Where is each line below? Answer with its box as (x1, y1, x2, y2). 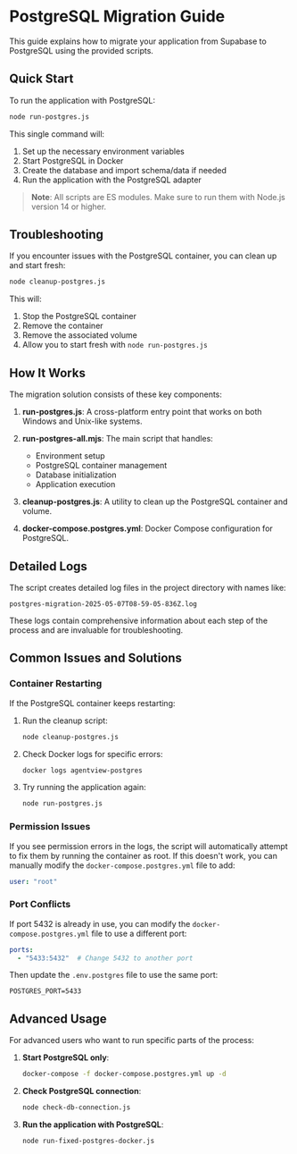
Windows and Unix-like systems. (21, 416, 143, 426)
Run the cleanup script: (21, 715, 109, 726)
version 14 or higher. (30, 201, 107, 212)
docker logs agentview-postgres (21, 766, 143, 775)
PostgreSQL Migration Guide (9, 6, 226, 27)
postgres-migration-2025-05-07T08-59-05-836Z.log (9, 599, 198, 609)
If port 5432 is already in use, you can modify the (9, 918, 191, 929)
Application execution (35, 479, 116, 490)
